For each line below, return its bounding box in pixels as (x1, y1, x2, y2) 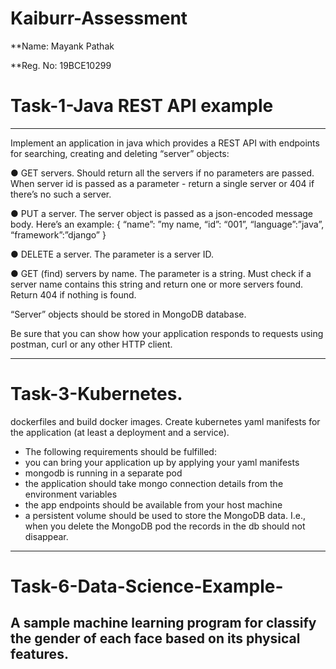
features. (10, 646, 69, 663)
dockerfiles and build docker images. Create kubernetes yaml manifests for (10, 415, 321, 427)
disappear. (24, 530, 69, 542)
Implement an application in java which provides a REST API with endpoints (10, 137, 320, 149)
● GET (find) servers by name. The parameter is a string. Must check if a (10, 267, 312, 279)
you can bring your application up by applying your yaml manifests (24, 456, 300, 468)
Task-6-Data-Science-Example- (10, 575, 284, 597)
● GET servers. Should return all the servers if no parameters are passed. (10, 167, 315, 179)
